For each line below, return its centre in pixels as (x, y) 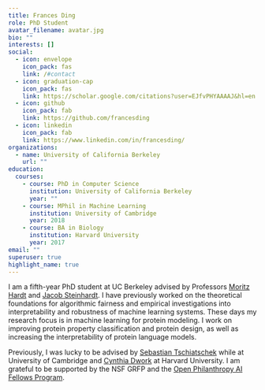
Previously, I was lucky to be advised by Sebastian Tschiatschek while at (126, 352)
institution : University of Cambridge (93, 214)
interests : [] (32, 45)
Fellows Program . (36, 377)
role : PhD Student (38, 23)
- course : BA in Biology (63, 228)
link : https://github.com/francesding (86, 118)
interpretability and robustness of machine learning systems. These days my (132, 312)
